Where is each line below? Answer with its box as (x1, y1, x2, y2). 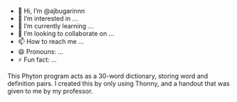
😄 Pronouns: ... (17, 47, 64, 56)
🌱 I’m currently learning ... (17, 22, 94, 30)
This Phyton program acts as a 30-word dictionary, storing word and (7, 72, 209, 80)
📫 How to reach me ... (17, 38, 84, 45)
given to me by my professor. (7, 87, 93, 95)
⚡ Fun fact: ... (17, 55, 57, 64)
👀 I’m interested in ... (17, 14, 78, 23)
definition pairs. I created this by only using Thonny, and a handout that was (7, 79, 230, 88)
